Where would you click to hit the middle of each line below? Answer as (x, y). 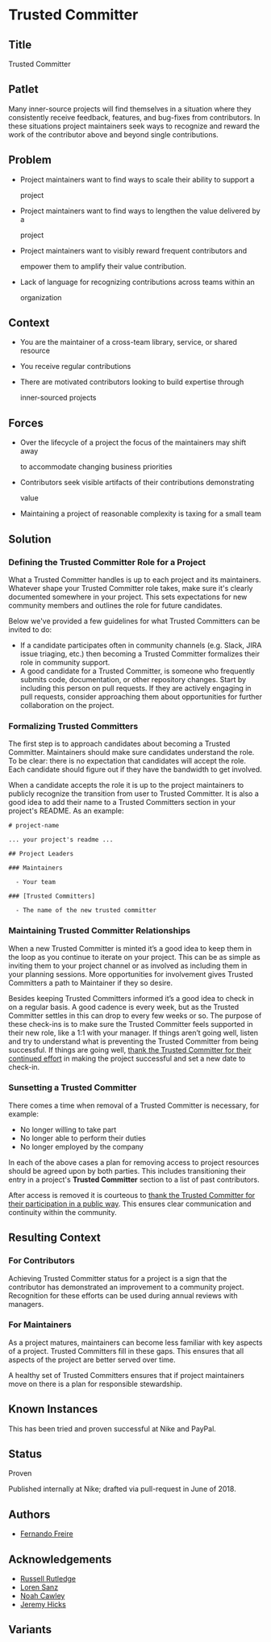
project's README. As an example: (66, 811)
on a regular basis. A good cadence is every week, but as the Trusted (124, 1007)
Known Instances (53, 1409)
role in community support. (65, 662)
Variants (30, 1629)
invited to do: (30, 629)
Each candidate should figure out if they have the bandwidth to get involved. (135, 769)
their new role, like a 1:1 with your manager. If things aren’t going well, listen (133, 1033)
